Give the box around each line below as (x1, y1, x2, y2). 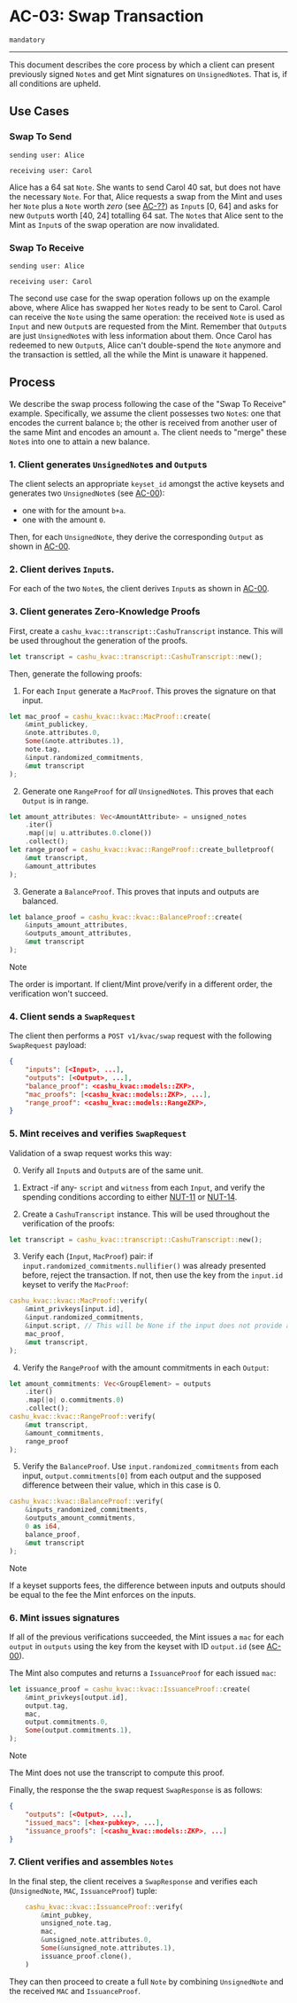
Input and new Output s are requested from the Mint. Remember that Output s (9, 321, 287, 332)
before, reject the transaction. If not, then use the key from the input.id (21, 1270, 284, 1280)
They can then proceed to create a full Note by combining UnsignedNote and (9, 1976, 285, 1987)
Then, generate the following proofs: (9, 668, 142, 679)
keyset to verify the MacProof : (21, 1279, 129, 1290)
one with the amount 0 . (21, 514, 106, 525)
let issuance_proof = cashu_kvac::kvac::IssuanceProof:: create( (9, 1685, 251, 1694)
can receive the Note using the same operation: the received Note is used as (9, 311, 286, 322)
